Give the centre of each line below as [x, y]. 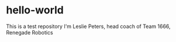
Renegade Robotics [30, 32]
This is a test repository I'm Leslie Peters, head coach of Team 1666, [88, 26]
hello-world [35, 10]
